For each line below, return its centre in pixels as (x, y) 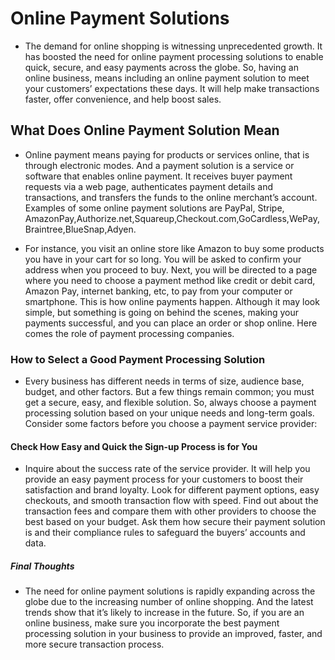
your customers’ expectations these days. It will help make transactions (172, 88)
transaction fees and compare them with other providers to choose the (170, 511)
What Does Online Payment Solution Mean (145, 130)
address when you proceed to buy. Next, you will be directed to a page (171, 269)
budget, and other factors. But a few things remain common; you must (169, 392)
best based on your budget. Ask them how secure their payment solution (175, 522)
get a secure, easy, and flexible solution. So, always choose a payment (170, 403)
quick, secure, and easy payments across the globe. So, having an (161, 67)
